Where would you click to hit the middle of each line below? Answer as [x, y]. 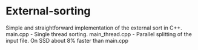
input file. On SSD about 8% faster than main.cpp [67, 40]
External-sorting [48, 11]
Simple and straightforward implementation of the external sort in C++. [94, 28]
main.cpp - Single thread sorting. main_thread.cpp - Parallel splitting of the [99, 34]
